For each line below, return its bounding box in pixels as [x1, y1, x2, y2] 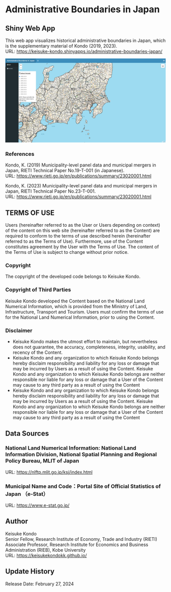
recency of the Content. [12, 349, 63, 356]
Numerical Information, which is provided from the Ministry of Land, [5, 303, 148, 310]
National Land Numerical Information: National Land [5, 444, 136, 452]
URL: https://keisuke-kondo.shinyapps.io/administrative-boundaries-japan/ [5, 49, 163, 54]
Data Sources [5, 429, 49, 438]
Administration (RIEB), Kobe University [5, 547, 86, 553]
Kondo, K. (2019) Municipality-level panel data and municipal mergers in [5, 162, 156, 168]
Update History [5, 567, 55, 576]
